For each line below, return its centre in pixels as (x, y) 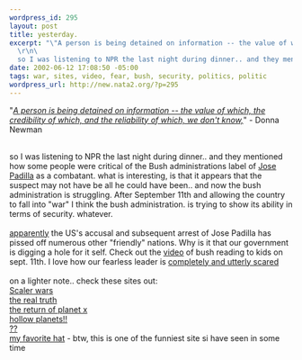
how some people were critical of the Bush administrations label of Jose (143, 166)
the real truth (33, 300)
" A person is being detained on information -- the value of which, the (138, 110)
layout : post (34, 26)
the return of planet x (49, 309)
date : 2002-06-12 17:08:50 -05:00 (74, 68)
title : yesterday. (44, 34)
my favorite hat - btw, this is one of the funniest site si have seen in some (145, 337)
